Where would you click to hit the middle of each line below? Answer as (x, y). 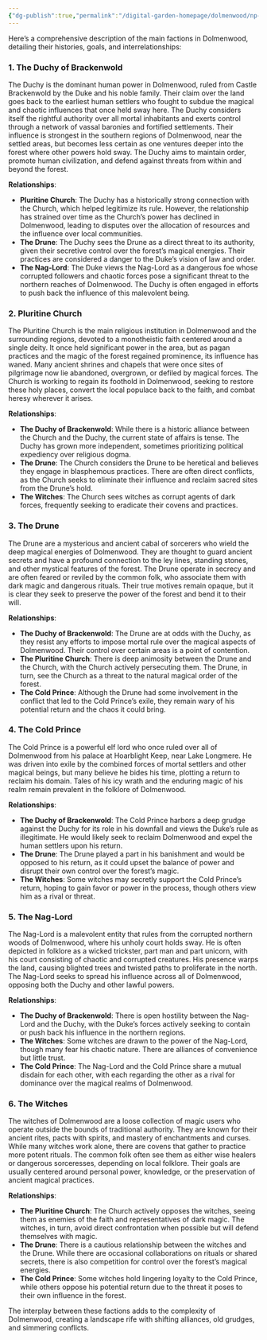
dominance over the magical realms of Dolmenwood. (106, 1083)
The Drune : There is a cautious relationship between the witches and (133, 1245)
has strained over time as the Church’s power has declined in (120, 216)
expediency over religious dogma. (75, 455)
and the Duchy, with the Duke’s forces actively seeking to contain (143, 1024)
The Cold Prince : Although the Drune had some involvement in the (129, 692)
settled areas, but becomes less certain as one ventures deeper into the (126, 143)
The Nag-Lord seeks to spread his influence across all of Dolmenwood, (125, 977)
